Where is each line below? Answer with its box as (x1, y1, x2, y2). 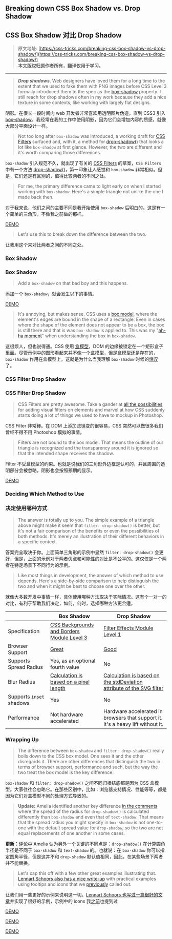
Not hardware (50, 711, 83, 718)
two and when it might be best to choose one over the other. (17, 583, 146, 589)
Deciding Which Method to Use (5, 490, 84, 497)
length (50, 684, 66, 691)
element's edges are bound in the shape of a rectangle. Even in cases (17, 316, 165, 322)
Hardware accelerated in (103, 707, 163, 715)
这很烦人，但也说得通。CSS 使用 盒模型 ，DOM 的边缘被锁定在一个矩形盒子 (5, 343, 164, 350)
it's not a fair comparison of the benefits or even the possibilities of (17, 527, 160, 534)
